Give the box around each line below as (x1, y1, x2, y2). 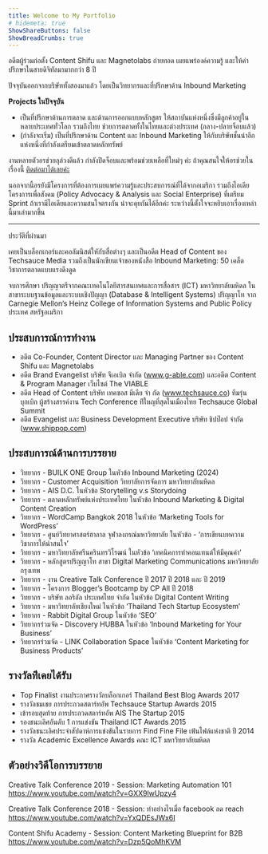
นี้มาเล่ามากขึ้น (8, 208, 45, 217)
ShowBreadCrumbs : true (8, 34, 84, 42)
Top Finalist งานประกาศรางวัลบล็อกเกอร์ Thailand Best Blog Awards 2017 (19, 690, 240, 699)
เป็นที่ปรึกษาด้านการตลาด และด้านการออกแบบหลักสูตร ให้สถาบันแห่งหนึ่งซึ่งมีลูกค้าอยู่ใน (19, 113, 250, 122)
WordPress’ (19, 520, 58, 531)
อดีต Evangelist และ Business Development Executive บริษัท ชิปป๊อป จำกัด (19, 414, 243, 424)
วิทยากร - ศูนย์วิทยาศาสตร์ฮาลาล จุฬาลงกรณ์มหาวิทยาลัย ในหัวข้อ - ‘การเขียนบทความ (19, 529, 245, 539)
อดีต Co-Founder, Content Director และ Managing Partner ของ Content (19, 352, 244, 362)
